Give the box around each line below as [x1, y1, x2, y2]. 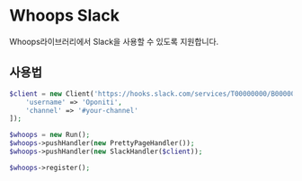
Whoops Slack [9, 5, 120, 26]
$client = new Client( [9, 89, 94, 99]
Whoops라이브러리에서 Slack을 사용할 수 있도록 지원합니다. [9, 36, 219, 47]
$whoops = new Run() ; [9, 131, 91, 140]
